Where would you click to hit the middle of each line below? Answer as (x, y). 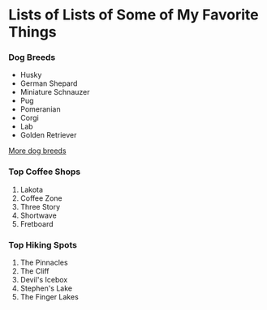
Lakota (31, 189)
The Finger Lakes (49, 297)
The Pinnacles (44, 263)
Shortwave (38, 215)
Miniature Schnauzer (55, 92)
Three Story (40, 206)
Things (32, 32)
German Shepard (49, 83)
